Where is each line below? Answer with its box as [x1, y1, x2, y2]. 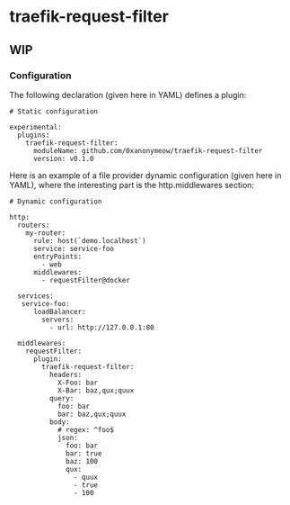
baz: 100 [66, 456, 99, 465]
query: [48, 393, 75, 402]
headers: [48, 370, 83, 379]
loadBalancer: [32, 307, 87, 316]
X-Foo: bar [57, 378, 99, 387]
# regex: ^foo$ [57, 425, 115, 434]
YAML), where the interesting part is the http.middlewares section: [9, 179, 254, 190]
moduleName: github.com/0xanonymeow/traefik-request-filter [32, 146, 263, 155]
